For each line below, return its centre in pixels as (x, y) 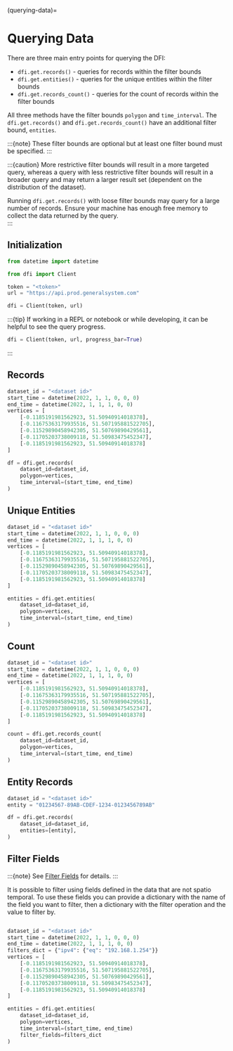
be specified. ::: (30, 151)
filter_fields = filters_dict (61, 1035)
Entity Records (40, 782)
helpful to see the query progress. (56, 327)
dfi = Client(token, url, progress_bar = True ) (75, 340)
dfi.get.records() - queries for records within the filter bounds (109, 71)
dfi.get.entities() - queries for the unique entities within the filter (115, 79)
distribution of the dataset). (47, 187)
